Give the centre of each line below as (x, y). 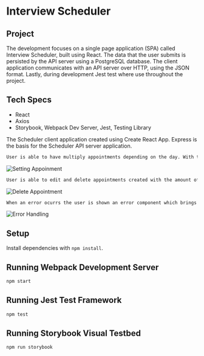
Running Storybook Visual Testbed (74, 333)
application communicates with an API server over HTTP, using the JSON (98, 68)
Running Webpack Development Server (83, 267)
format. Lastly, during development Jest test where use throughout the (95, 74)
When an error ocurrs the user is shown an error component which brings (102, 202)
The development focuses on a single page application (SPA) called (91, 48)
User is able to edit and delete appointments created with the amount (99, 180)
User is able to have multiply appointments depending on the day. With (100, 157)
